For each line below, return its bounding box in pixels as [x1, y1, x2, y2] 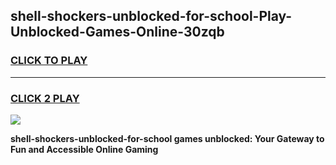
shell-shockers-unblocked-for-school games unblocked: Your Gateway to [10, 132, 325, 144]
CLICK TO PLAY [10, 54, 88, 68]
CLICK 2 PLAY [10, 91, 80, 105]
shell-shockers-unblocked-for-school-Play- [10, 8, 293, 25]
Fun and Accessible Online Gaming [10, 143, 159, 155]
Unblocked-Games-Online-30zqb [10, 24, 225, 41]
